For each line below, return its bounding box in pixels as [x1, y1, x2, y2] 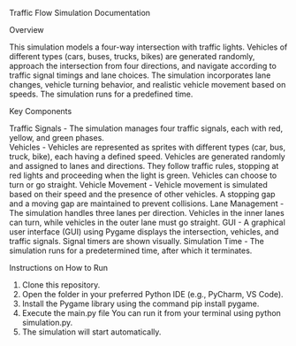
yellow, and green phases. [9, 133, 104, 142]
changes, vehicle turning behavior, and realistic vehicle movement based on [9, 80, 286, 89]
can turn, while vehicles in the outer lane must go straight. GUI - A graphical [9, 217, 285, 227]
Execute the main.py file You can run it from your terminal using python [21, 308, 281, 318]
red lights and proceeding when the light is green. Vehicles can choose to [9, 170, 277, 181]
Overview [9, 25, 44, 35]
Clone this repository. [21, 280, 101, 290]
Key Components [9, 106, 72, 116]
